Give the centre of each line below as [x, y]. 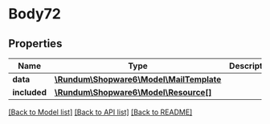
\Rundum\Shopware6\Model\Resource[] [133, 92]
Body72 [35, 14]
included [29, 92]
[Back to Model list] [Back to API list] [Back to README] [100, 112]
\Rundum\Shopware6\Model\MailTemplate [138, 79]
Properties [35, 44]
